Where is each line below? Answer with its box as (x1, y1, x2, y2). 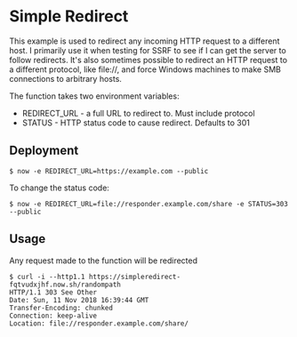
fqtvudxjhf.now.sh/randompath (9, 280, 122, 289)
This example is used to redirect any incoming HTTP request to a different (9, 36, 280, 46)
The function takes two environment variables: (9, 91, 180, 101)
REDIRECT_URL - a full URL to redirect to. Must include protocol (21, 108, 255, 118)
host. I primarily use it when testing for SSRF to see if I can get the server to (9, 44, 286, 55)
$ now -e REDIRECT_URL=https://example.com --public (9, 166, 209, 175)
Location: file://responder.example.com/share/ (9, 318, 189, 328)
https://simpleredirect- (88, 272, 181, 281)
